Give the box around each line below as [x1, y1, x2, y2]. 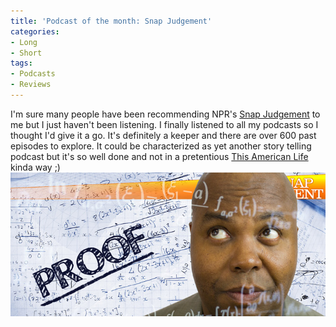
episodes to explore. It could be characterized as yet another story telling [10, 140, 312, 152]
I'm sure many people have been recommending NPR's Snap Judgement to [10, 108, 321, 120]
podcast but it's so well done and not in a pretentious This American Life [10, 150, 309, 162]
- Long [10, 37, 38, 47]
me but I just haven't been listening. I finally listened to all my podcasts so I [10, 118, 319, 130]
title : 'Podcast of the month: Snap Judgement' [10, 16, 213, 26]
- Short [10, 48, 43, 58]
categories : [10, 26, 60, 37]
